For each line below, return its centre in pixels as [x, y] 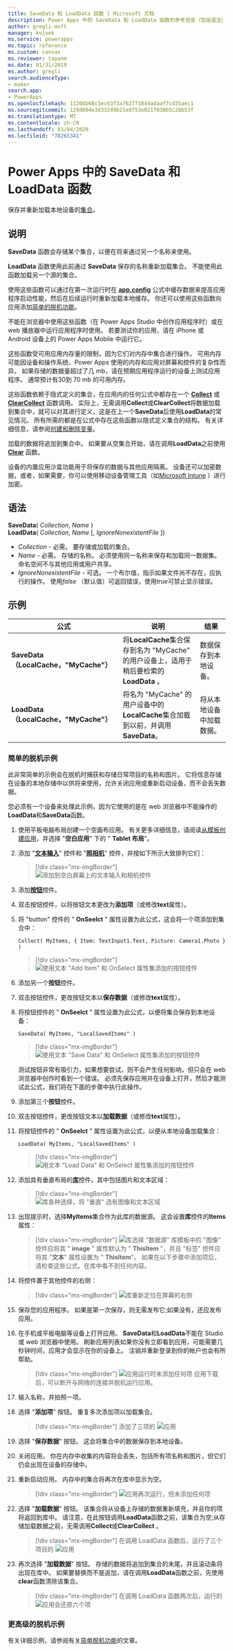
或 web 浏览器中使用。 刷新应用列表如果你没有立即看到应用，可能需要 [117, 1341]
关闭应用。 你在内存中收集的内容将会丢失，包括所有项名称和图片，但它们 [122, 1455]
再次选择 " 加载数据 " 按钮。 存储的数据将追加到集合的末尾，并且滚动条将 [120, 1564]
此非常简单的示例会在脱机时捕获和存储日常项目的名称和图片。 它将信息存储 [115, 774]
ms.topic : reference [38, 46]
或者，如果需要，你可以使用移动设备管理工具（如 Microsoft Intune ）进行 [123, 475]
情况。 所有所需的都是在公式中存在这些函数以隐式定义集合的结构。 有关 [115, 420]
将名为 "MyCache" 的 [157, 694]
